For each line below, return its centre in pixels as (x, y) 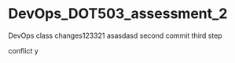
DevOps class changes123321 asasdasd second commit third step (115, 35)
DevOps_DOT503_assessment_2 (118, 14)
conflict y (24, 50)
